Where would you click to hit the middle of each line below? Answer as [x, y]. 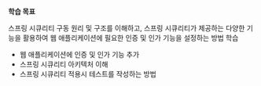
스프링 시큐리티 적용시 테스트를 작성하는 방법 [88, 74]
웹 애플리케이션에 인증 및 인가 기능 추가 [79, 54]
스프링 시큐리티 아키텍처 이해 [64, 64]
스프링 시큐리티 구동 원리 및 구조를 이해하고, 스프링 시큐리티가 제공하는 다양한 [127, 28]
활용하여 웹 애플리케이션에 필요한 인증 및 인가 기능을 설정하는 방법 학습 [130, 38]
